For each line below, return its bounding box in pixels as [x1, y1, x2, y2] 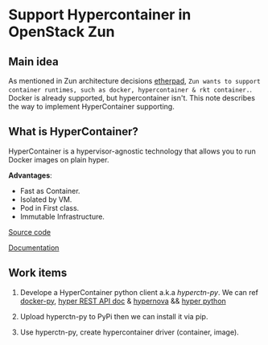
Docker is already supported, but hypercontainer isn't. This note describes [8, 93, 256, 102]
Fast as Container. [19, 186, 80, 195]
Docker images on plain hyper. [8, 154, 109, 164]
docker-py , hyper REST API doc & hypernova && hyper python [19, 296, 227, 306]
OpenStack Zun [8, 23, 115, 41]
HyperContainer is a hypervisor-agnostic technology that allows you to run [8, 146, 256, 156]
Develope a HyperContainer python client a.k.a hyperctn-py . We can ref [19, 287, 259, 297]
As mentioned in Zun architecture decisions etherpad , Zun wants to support [8, 76, 261, 85]
